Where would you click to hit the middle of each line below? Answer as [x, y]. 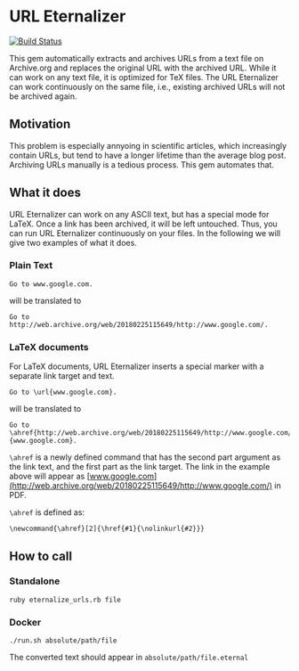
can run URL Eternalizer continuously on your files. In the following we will [145, 233]
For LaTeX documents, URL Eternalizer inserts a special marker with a [137, 366]
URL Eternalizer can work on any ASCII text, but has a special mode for [139, 214]
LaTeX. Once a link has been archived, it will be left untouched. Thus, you [143, 224]
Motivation [40, 124]
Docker [25, 622]
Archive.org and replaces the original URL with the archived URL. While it [143, 68]
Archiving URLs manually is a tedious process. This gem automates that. [141, 164]
